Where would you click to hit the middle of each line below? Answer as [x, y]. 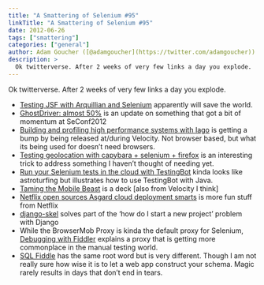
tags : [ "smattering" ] [44, 37]
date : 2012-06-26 [37, 30]
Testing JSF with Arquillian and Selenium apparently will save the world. [136, 104]
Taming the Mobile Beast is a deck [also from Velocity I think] [119, 188]
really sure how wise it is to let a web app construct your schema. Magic [137, 264]
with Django [39, 222]
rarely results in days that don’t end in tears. [91, 272]
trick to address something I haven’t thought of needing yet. [117, 163]
